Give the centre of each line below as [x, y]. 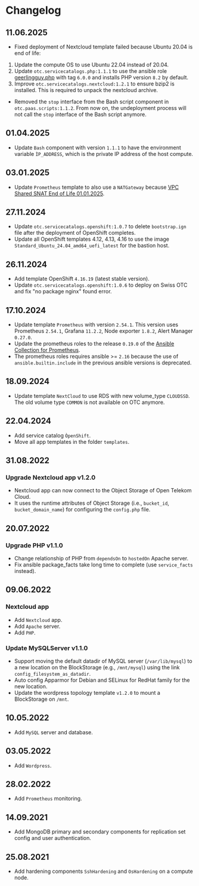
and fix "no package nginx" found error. [63, 292]
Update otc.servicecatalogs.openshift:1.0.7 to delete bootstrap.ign [100, 226]
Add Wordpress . [33, 765]
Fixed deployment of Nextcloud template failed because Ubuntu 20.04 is [103, 47]
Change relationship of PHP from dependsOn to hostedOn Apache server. [101, 559]
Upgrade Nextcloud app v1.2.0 [51, 477]
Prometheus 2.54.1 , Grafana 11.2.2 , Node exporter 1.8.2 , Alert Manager [103, 331]
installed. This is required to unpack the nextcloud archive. [86, 90]
